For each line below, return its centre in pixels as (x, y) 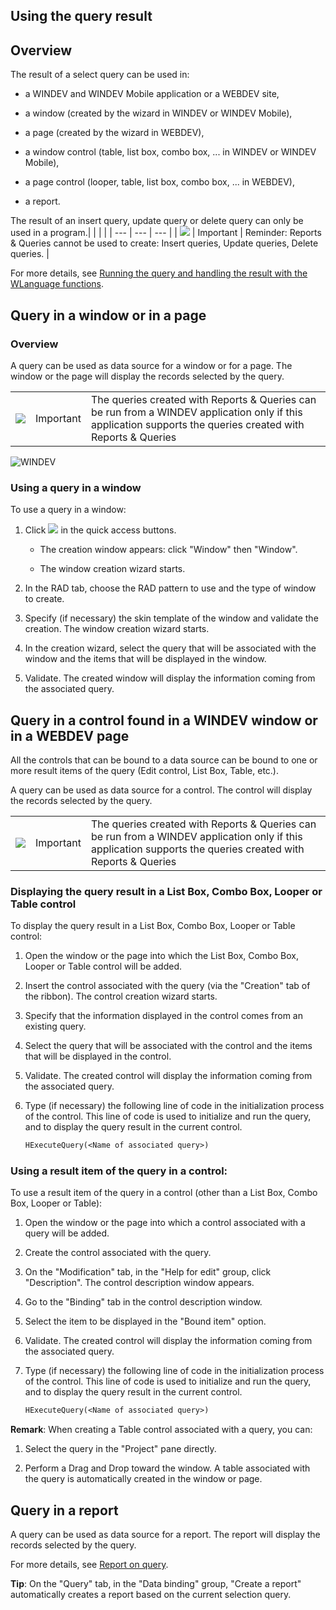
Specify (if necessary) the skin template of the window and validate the (171, 618)
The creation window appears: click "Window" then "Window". (168, 550)
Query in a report (64, 1510)
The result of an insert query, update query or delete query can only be (157, 221)
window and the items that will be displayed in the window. (145, 659)
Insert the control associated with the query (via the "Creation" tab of (167, 986)
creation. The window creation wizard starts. (117, 629)
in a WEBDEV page (70, 735)
